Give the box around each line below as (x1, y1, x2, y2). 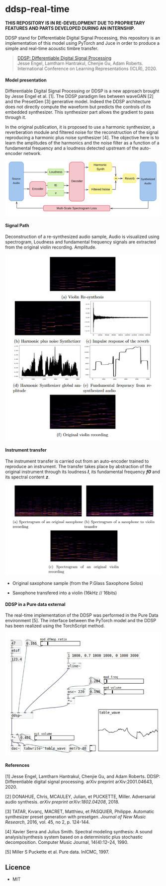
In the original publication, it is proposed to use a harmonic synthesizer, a (5, 124, 155, 130)
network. (23, 151, 42, 157)
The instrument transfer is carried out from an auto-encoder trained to (5, 458, 149, 464)
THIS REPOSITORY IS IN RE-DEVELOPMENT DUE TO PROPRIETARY (5, 20, 145, 26)
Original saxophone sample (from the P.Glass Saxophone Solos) (12, 580, 143, 586)
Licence (5, 863, 31, 872)
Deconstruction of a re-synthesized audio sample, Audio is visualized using (5, 234, 160, 240)
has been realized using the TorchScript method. (5, 623, 105, 629)
